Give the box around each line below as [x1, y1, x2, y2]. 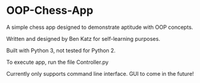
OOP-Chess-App [6, 4, 94, 17]
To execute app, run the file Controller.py [6, 58, 109, 66]
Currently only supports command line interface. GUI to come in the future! [6, 70, 195, 77]
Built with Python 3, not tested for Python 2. [6, 46, 116, 54]
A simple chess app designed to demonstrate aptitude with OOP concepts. [6, 23, 193, 31]
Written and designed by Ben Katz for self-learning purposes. [6, 35, 160, 42]
